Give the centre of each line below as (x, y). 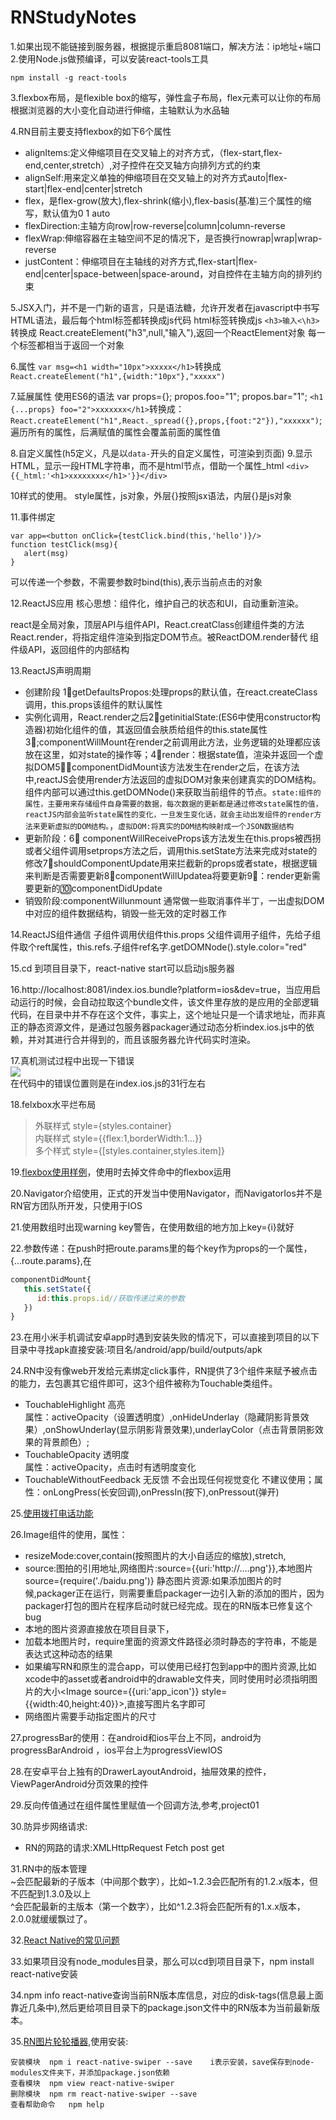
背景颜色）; (66, 1442)
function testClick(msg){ (64, 544)
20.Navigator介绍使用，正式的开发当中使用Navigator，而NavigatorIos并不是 (166, 1193)
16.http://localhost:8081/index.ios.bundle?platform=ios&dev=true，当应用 (161, 989)
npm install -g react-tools (69, 77)
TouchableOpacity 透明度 (77, 1455)
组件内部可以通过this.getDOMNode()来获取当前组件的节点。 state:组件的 (173, 792)
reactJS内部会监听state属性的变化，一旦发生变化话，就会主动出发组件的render (169, 814)
